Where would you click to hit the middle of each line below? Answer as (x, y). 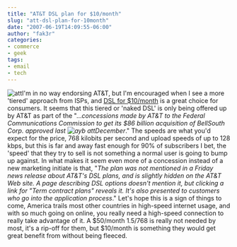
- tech (17, 73)
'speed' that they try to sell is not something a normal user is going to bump (117, 153)
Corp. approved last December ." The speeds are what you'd (109, 131)
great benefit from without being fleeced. (67, 235)
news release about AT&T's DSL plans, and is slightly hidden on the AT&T (114, 175)
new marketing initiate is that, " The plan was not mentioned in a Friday (110, 168)
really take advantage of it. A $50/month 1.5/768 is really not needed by (112, 220)
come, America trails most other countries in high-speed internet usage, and (119, 205)
